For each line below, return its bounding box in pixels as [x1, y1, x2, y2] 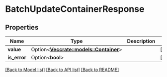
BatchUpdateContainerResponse [5, 3, 145, 15]
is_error [7, 54, 26, 61]
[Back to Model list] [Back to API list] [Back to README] [5, 67, 119, 73]
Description [127, 38, 156, 44]
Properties [5, 23, 39, 32]
